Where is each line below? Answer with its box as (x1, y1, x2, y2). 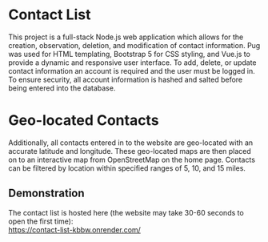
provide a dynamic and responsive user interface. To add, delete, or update (8, 58, 257, 67)
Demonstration (8, 187, 86, 200)
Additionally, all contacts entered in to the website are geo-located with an (8, 138, 254, 147)
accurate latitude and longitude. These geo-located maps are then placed (8, 146, 252, 155)
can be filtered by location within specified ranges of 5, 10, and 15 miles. (8, 163, 246, 173)
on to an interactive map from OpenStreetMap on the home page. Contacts (8, 155, 256, 164)
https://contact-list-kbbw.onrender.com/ (8, 224, 142, 234)
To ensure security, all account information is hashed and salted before (8, 75, 243, 84)
